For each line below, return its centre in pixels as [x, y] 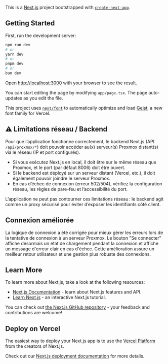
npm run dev [18, 45]
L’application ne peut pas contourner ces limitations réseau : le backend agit [85, 199]
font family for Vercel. [28, 113]
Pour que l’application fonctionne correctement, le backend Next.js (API [80, 141]
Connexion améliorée [40, 220]
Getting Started [30, 23]
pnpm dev [14, 64]
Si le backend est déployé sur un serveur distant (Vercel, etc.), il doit [84, 173]
